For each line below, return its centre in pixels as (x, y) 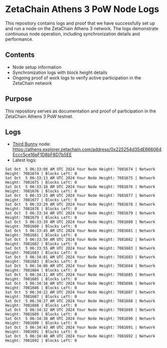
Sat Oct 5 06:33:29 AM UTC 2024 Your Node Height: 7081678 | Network (80, 204)
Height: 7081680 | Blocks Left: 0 (41, 226)
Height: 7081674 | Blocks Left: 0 (41, 174)
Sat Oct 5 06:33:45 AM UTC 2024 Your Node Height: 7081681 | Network (80, 231)
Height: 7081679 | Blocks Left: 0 (41, 218)
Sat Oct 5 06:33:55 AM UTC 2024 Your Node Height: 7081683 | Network (80, 249)
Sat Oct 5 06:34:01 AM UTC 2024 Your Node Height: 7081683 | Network (80, 257)
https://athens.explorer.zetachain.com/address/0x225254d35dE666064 (87, 150)
